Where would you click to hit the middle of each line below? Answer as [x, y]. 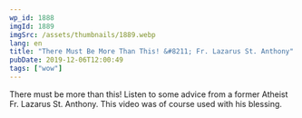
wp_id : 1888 [32, 18]
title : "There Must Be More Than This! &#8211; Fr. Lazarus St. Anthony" [152, 52]
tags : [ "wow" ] [36, 69]
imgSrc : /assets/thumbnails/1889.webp [83, 34]
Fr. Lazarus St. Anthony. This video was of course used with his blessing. [146, 103]
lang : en [26, 43]
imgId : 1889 [32, 26]
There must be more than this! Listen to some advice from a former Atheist [149, 94]
